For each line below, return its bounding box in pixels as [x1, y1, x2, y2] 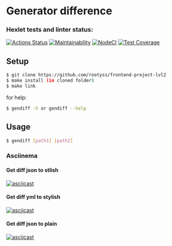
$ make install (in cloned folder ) [6, 77, 95, 84]
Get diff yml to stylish [6, 194, 61, 201]
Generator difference [6, 4, 112, 18]
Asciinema [6, 152, 38, 160]
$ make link [6, 83, 36, 89]
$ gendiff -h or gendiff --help [6, 105, 86, 111]
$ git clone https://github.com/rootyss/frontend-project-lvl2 [6, 72, 167, 78]
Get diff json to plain [6, 220, 58, 228]
